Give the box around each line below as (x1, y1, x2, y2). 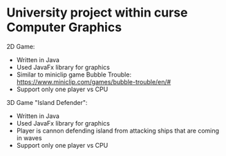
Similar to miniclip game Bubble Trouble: (16, 70, 132, 79)
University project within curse (6, 5, 188, 21)
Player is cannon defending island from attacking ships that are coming (16, 126, 219, 135)
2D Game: (6, 42, 35, 50)
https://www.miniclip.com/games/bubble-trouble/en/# (16, 77, 171, 86)
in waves (16, 133, 42, 142)
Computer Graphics (6, 19, 122, 35)
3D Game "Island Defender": (6, 98, 88, 106)
